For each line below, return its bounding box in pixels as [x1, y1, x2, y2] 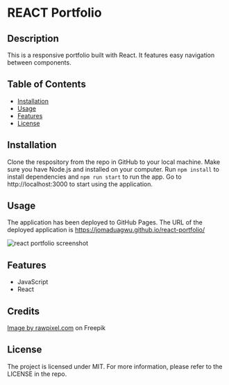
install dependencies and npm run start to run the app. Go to [7, 172, 182, 181]
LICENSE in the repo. [7, 370, 67, 378]
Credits [7, 305, 40, 317]
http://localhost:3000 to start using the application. [7, 179, 153, 188]
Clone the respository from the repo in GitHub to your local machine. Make [7, 158, 221, 166]
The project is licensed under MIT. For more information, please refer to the [7, 362, 223, 370]
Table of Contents [7, 79, 87, 90]
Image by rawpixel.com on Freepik [7, 324, 106, 332]
